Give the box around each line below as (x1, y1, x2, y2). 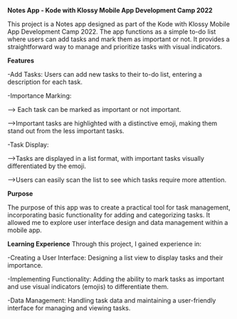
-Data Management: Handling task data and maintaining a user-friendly (7, 296, 216, 305)
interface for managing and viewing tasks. (7, 304, 131, 312)
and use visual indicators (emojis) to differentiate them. (7, 283, 169, 291)
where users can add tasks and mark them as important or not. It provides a (7, 35, 230, 43)
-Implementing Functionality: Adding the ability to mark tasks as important (7, 275, 225, 283)
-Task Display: (7, 140, 49, 149)
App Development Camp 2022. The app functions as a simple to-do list (7, 28, 216, 36)
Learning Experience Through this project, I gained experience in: (7, 240, 201, 248)
